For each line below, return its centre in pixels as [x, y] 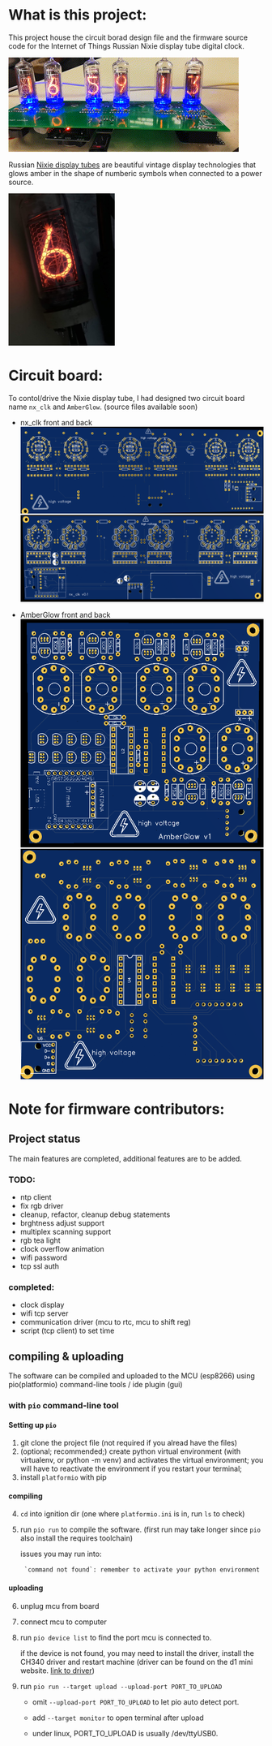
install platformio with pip [63, 1477]
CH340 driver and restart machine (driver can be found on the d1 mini [136, 1662]
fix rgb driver [42, 1205]
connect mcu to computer [64, 1622]
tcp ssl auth [39, 1266]
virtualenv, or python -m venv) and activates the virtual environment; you [142, 1460]
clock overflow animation [62, 1248]
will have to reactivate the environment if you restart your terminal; [131, 1469]
